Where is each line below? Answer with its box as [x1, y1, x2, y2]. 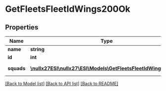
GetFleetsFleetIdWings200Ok [5, 3, 131, 15]
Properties [5, 23, 39, 31]
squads [7, 65, 26, 72]
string [30, 46, 45, 53]
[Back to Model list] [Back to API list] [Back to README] [5, 81, 119, 87]
